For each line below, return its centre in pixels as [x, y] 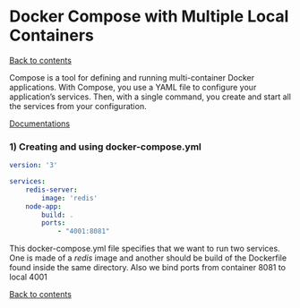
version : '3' [34, 166]
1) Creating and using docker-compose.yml [105, 147]
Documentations [40, 124]
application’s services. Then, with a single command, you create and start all [150, 97]
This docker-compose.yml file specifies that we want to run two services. [145, 249]
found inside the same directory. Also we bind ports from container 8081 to [148, 268]
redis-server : [51, 190]
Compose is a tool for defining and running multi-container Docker [132, 77]
